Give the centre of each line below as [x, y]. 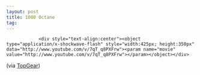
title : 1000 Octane [31, 17]
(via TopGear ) [23, 65]
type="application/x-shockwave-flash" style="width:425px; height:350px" [101, 44]
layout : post [23, 12]
